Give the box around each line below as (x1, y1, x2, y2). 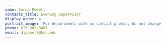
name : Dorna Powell (5, 7, 46, 12)
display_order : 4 (5, 16, 41, 21)
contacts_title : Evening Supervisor (5, 12, 81, 17)
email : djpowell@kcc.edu (5, 30, 57, 35)
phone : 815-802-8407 (5, 26, 48, 31)
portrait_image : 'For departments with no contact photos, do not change (5, 21, 162, 26)
